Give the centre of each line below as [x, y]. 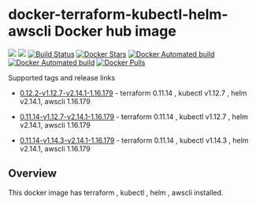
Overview [33, 174]
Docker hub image [116, 31]
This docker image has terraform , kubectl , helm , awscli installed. [116, 192]
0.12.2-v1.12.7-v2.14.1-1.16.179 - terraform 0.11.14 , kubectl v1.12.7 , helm [133, 93]
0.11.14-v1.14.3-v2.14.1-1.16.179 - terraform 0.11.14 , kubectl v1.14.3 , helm [134, 140]
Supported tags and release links [62, 77]
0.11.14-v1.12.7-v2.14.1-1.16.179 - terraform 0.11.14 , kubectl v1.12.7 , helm [134, 117]
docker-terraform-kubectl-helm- [118, 15]
